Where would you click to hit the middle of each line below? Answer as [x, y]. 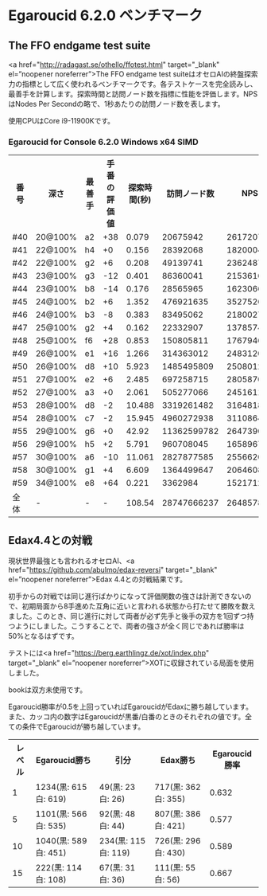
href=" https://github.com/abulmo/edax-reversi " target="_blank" [113, 570]
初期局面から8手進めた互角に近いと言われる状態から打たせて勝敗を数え [139, 606]
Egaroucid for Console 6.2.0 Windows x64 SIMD [103, 142]
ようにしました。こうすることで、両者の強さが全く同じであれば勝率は [130, 626]
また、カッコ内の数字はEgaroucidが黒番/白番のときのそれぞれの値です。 [127, 717]
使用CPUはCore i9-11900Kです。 [62, 121]
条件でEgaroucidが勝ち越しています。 [83, 727]
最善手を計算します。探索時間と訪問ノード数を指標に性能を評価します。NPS [133, 94]
